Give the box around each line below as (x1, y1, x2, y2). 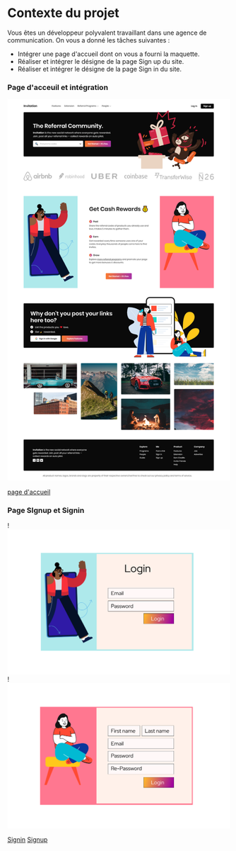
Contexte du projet (7, 5, 120, 21)
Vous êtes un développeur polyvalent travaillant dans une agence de (7, 28, 207, 37)
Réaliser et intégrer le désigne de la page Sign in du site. (17, 64, 182, 73)
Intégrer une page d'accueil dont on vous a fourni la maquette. (17, 50, 200, 58)
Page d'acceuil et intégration (7, 82, 108, 92)
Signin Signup (7, 835, 48, 844)
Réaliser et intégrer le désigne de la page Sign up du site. (17, 57, 184, 65)
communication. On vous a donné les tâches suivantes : (7, 35, 170, 44)
